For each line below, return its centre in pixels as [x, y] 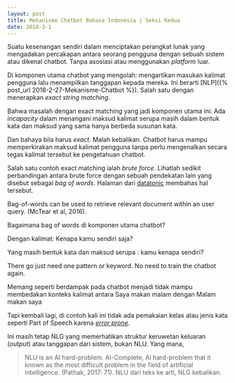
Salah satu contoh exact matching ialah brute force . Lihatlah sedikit [104, 168]
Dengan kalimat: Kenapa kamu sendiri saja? [70, 238]
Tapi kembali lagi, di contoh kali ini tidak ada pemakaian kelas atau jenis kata [117, 316]
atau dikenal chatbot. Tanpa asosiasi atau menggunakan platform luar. [109, 62]
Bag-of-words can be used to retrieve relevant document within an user [111, 204]
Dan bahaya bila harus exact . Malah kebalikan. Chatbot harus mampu [108, 140]
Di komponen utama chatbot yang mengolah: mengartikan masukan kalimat [116, 75]
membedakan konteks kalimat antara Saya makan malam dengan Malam [112, 295]
